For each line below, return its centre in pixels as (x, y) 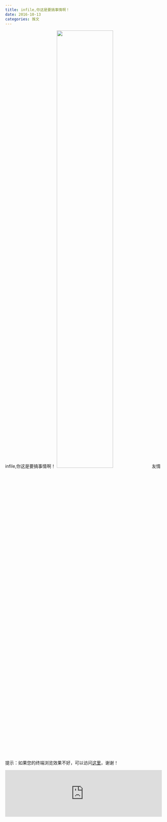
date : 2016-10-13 (23, 14)
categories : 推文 (22, 19)
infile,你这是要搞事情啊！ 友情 (83, 466)
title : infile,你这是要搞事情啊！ (38, 10)
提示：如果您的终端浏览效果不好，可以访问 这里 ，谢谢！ (62, 763)
